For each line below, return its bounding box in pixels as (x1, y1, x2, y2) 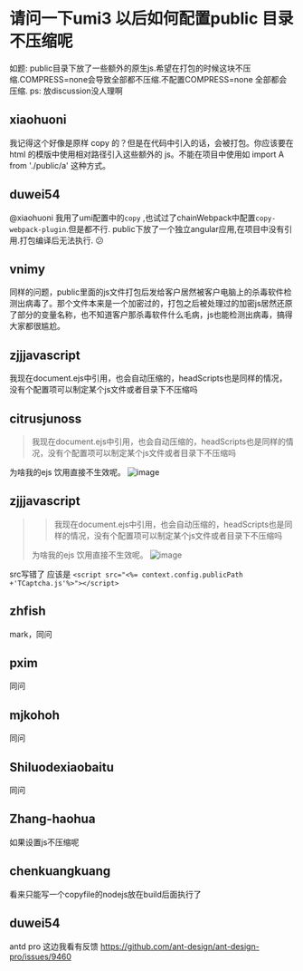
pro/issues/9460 (9, 951, 72, 962)
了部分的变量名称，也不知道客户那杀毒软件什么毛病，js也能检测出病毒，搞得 (9, 309, 293, 320)
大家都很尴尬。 (9, 321, 65, 332)
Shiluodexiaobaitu (9, 759, 115, 775)
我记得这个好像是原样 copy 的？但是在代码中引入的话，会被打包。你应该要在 (9, 137, 294, 148)
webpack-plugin (9, 225, 67, 234)
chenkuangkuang (9, 863, 111, 879)
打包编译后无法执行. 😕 (19, 235, 104, 246)
